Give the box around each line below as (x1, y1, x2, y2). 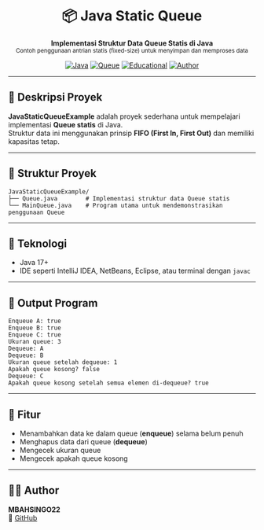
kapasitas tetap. (8, 136, 60, 146)
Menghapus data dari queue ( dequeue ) (19, 437, 148, 446)
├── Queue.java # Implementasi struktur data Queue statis (8, 194, 230, 202)
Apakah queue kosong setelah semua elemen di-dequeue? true (8, 379, 210, 387)
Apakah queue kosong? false (8, 366, 101, 374)
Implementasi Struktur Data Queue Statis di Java (50, 38, 214, 48)
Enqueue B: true (8, 324, 61, 332)
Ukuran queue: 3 (8, 338, 61, 346)
